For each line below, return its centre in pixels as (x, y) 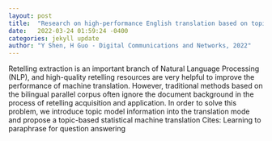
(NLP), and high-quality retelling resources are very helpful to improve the (132, 77)
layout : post (30, 16)
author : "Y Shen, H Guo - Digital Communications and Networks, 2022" (130, 46)
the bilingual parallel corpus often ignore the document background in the (131, 94)
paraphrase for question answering (67, 129)
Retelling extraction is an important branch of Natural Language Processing (134, 68)
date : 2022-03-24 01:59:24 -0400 (68, 31)
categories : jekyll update (54, 38)
